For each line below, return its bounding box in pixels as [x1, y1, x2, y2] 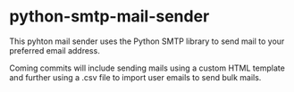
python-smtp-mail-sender [9, 6, 210, 27]
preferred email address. [9, 45, 100, 55]
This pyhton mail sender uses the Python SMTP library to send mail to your [9, 36, 285, 46]
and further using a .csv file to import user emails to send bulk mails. [9, 71, 262, 82]
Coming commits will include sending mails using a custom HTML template [9, 63, 286, 73]
